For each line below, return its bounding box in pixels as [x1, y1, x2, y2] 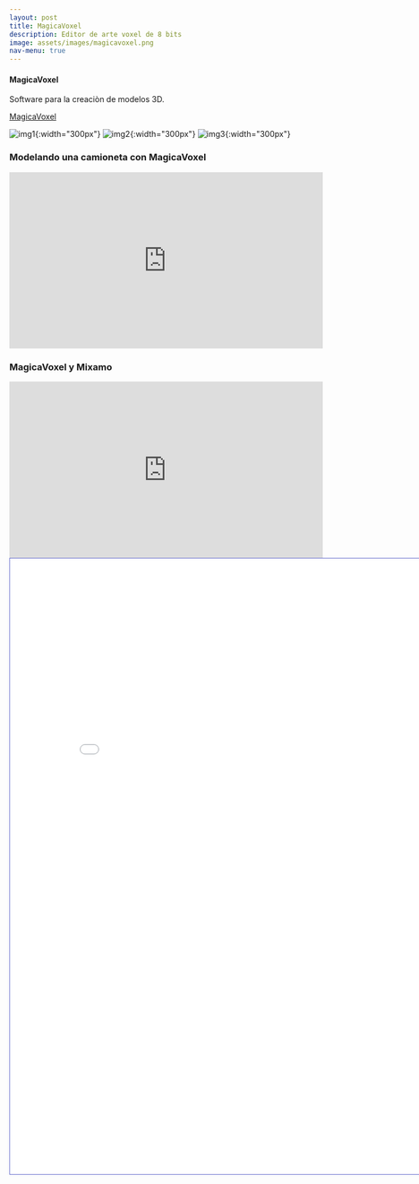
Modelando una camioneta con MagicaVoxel [9, 151, 207, 164]
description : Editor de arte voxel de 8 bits [9, 30, 182, 39]
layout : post [9, 13, 58, 22]
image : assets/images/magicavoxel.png [9, 38, 154, 47]
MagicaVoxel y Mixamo [9, 360, 113, 373]
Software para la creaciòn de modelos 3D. [9, 94, 165, 105]
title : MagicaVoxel [9, 21, 82, 30]
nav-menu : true [9, 47, 66, 56]
